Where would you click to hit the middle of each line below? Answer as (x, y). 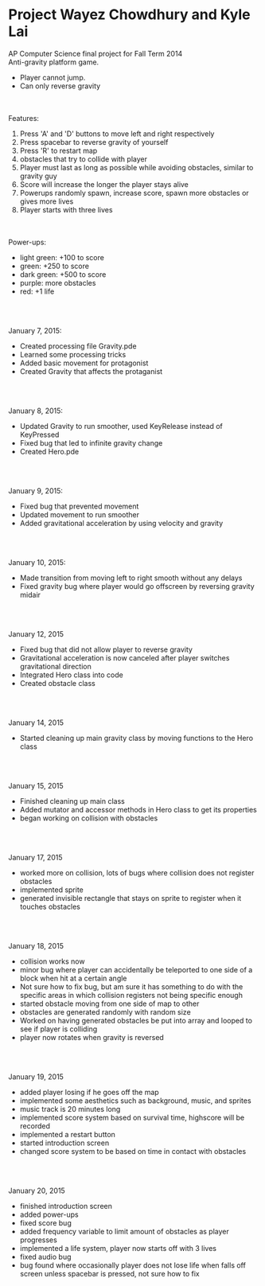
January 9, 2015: (36, 490)
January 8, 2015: (36, 411)
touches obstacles (50, 906)
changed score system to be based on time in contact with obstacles (133, 1151)
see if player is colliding (58, 1029)
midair (30, 594)
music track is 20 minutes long (70, 1109)
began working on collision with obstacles (89, 818)
